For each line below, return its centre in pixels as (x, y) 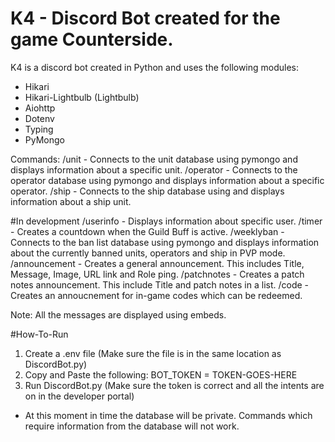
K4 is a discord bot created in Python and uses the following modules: (155, 67)
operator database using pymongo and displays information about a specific (167, 180)
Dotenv (39, 118)
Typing (39, 129)
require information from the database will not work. (132, 426)
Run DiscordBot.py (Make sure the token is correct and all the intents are (174, 385)
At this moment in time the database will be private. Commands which (168, 415)
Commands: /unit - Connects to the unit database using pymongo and (154, 159)
